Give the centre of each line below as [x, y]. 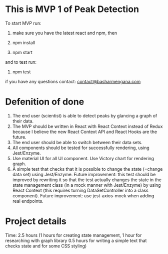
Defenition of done [45, 102]
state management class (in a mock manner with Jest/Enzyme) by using [86, 185]
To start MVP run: [23, 23]
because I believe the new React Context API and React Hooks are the [85, 132]
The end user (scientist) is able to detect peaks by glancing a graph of [85, 115]
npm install [24, 42]
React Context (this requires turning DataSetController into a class [80, 190]
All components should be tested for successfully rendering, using [81, 148]
